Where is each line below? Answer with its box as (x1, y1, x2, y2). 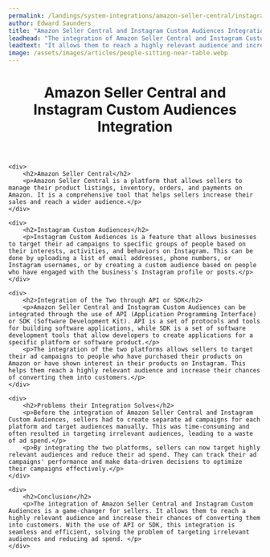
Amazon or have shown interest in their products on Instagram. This (8, 360, 247, 368)
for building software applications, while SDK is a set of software (8, 324, 247, 333)
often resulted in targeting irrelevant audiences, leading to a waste (8, 430, 253, 438)
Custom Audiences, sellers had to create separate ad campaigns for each (8, 416, 261, 424)
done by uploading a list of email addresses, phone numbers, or (8, 254, 231, 262)
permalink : (8, 11, 45, 20)
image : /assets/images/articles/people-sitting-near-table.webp (8, 49, 228, 57)
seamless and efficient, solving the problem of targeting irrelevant (8, 528, 250, 536)
